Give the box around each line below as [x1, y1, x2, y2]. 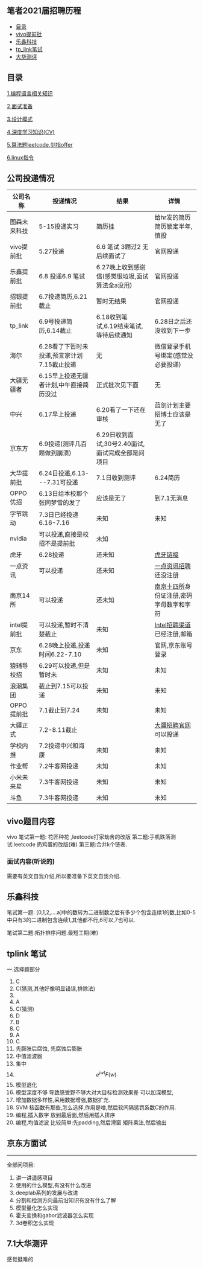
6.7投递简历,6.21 [39, 292, 88, 301]
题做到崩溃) [39, 449, 72, 457]
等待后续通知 [96, 331, 133, 339]
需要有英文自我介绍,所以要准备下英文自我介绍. [7, 872, 121, 880]
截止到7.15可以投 [39, 682, 89, 690]
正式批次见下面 [96, 381, 139, 389]
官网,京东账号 [154, 641, 193, 650]
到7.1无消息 [154, 494, 189, 502]
